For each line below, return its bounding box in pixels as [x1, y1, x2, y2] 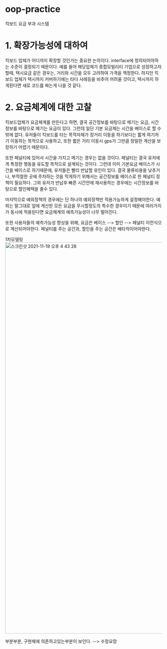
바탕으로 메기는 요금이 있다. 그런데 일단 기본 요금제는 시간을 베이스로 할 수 [18, 125, 162, 131]
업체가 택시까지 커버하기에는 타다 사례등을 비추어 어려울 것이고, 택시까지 [14, 76, 154, 82]
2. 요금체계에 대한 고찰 [5, 102, 92, 113]
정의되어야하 [134, 57, 159, 63]
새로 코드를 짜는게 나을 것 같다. [22, 82, 82, 88]
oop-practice [5, 3, 61, 15]
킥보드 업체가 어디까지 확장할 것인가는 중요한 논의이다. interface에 [5, 57, 134, 63]
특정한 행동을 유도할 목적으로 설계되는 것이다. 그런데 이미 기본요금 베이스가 [10, 161, 155, 167]
